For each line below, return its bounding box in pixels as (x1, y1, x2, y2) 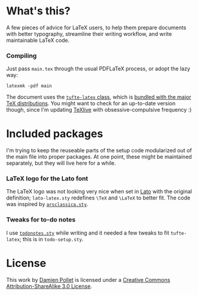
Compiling (6, 51, 37, 60)
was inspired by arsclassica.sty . (6, 201, 89, 208)
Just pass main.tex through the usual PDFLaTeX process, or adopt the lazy (6, 65, 190, 72)
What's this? (6, 4, 71, 18)
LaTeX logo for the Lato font (6, 174, 89, 183)
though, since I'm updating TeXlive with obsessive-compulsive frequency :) (6, 106, 192, 113)
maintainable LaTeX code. (6, 36, 70, 44)
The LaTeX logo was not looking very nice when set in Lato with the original (6, 188, 193, 195)
